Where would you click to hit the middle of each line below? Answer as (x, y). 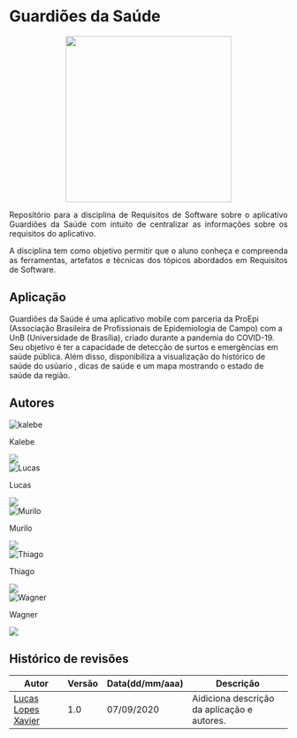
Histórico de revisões (69, 659)
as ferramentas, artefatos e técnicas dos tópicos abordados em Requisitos (148, 260)
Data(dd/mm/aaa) (145, 684)
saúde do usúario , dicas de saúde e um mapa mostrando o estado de (137, 366)
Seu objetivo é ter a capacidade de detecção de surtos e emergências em (144, 346)
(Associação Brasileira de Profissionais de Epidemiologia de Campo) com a (146, 328)
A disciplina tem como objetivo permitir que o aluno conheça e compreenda (148, 251)
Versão (83, 684)
